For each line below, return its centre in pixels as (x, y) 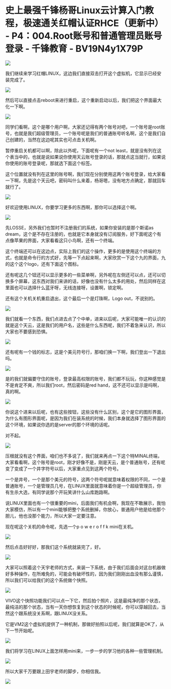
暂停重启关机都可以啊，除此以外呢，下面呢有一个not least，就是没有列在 (81, 150)
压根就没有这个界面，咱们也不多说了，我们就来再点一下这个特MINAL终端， (84, 456)
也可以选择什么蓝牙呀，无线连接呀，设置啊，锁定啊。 (70, 287)
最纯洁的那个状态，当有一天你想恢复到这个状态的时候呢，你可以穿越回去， (83, 607)
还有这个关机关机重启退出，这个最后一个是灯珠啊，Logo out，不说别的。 (81, 298)
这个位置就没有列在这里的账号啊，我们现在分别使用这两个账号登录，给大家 (83, 174)
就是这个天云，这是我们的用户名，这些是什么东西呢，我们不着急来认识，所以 (85, 325)
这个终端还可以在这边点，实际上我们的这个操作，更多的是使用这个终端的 (81, 251)
